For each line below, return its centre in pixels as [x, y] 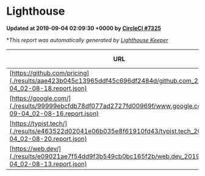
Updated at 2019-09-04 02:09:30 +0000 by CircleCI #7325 [84, 28]
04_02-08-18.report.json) [48, 88]
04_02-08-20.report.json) [48, 139]
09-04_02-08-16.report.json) [54, 113]
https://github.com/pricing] [51, 73]
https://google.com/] [41, 98]
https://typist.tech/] [40, 123]
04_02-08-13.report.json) [48, 164]
